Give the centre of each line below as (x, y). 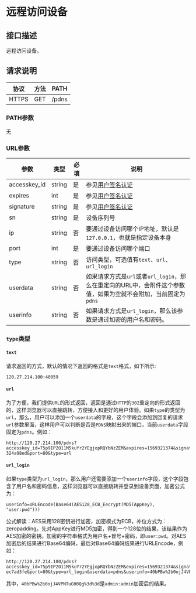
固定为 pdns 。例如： (29, 432)
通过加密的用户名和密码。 (133, 320)
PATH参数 (20, 118)
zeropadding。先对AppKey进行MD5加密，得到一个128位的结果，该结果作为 (97, 529)
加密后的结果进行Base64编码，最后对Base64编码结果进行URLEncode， (92, 543)
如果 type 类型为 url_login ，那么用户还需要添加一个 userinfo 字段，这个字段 (95, 479)
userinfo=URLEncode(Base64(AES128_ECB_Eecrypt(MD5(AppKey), (81, 505)
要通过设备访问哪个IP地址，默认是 (132, 229)
